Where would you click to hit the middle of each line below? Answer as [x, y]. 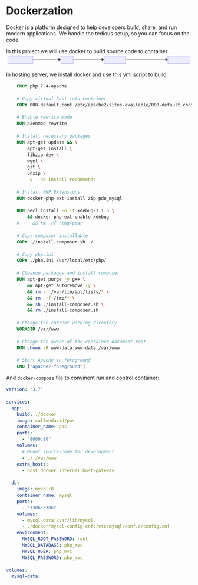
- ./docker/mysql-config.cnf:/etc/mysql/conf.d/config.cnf [95, 526]
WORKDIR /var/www [38, 329]
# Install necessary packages [54, 136]
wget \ [35, 161]
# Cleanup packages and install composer [68, 273]
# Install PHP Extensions [49, 192]
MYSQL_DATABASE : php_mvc [52, 545]
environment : [33, 533]
